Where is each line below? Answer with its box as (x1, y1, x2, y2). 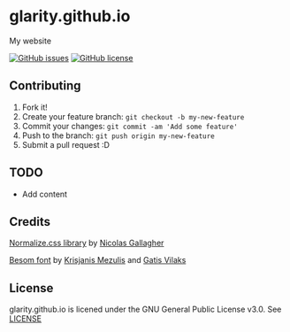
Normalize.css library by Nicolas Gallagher (9, 237, 164, 249)
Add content (21, 189, 68, 199)
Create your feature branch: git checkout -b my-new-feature (21, 111, 245, 121)
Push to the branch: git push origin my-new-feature (21, 130, 215, 141)
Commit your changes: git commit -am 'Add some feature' (21, 120, 239, 131)
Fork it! (21, 102, 49, 112)
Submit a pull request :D (21, 139, 111, 150)
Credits (9, 214, 51, 229)
